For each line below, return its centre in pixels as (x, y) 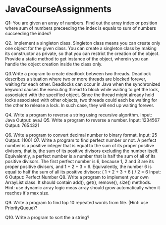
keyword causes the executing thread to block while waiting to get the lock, (82, 89)
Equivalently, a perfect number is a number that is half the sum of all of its (81, 156)
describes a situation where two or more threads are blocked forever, (76, 79)
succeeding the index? (28, 33)
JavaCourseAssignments (58, 9)
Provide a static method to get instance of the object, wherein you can (77, 58)
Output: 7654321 (22, 125)
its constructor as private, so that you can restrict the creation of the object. (83, 54)
